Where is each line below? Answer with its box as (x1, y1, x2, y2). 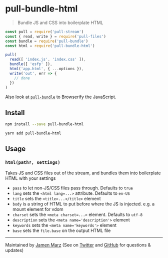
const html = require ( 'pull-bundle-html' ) (5, 43, 95, 48)
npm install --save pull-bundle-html (5, 122, 84, 127)
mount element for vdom (12, 206, 63, 212)
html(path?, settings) (5, 160, 60, 165)
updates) (5, 247, 24, 253)
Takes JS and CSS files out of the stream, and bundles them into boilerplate (5, 170, 161, 176)
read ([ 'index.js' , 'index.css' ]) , (9, 57, 86, 62)
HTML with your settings (5, 175, 56, 181)
